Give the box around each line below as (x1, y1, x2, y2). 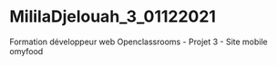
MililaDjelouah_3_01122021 (9, 6, 217, 27)
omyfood (9, 45, 44, 56)
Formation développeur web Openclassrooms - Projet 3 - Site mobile (9, 36, 268, 47)
